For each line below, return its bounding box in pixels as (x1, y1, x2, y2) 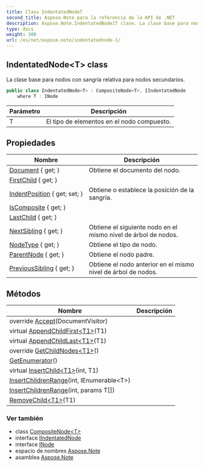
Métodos (6, 288, 41, 299)
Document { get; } (9, 166, 59, 175)
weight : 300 (6, 32, 36, 38)
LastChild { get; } (9, 213, 57, 222)
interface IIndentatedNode (15, 434, 81, 441)
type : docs (6, 26, 34, 32)
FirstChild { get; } (9, 176, 58, 184)
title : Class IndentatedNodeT (6, 9, 83, 15)
